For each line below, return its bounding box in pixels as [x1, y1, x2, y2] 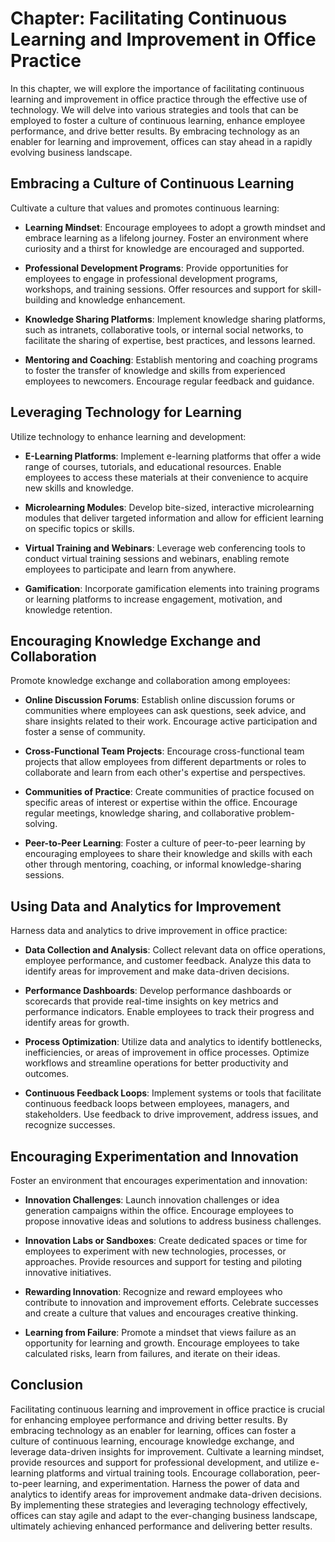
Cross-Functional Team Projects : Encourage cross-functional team [24, 745, 305, 757]
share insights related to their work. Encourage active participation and [24, 715, 318, 727]
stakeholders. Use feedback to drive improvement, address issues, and [24, 1108, 319, 1121]
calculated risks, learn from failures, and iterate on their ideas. [24, 1348, 281, 1359]
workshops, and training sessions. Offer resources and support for [24, 283, 300, 295]
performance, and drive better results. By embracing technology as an [10, 125, 300, 137]
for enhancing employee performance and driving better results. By [10, 1413, 288, 1426]
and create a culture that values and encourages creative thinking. [24, 1307, 299, 1319]
